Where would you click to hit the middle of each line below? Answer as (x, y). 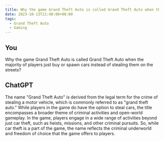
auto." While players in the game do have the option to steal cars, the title (79, 107)
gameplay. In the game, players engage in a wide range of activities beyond (81, 117)
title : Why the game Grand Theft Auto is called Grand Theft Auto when (79, 10)
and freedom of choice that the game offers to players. (60, 133)
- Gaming (18, 28)
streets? (13, 70)
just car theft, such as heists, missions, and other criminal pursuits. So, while (82, 123)
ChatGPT (19, 85)
